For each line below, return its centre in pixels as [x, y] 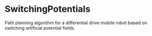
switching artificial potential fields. [40, 28]
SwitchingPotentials [48, 9]
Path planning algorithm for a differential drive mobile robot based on [76, 23]
